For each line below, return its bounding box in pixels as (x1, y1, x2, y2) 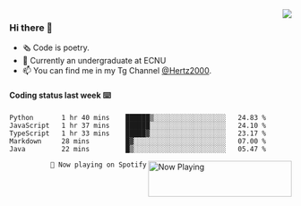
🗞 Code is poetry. (21, 42, 90, 53)
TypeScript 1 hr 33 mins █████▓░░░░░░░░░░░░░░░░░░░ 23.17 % (9, 129, 267, 138)
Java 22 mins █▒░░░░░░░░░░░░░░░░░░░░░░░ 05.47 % (9, 144, 267, 153)
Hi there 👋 (9, 21, 54, 34)
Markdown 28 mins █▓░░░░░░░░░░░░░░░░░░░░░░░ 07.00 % (9, 136, 267, 146)
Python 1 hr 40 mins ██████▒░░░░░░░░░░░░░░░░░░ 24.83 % (9, 113, 267, 122)
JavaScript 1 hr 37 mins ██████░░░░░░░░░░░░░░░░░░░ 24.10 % (9, 121, 267, 130)
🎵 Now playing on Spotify (50, 160, 147, 169)
